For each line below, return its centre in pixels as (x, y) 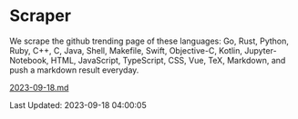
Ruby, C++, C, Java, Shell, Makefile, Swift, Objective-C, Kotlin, (126, 50)
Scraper (40, 16)
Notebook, (29, 60)
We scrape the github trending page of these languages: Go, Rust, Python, (149, 41)
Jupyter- (261, 50)
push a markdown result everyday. (74, 70)
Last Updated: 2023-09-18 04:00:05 (78, 104)
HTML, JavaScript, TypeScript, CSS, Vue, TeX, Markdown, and (168, 60)
